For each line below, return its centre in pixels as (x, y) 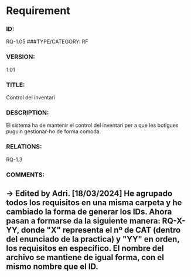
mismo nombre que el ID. (52, 266)
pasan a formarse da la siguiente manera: (83, 221)
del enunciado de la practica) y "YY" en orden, (93, 239)
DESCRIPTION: (28, 112)
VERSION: (21, 57)
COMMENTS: (25, 175)
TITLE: (16, 85)
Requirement (38, 11)
